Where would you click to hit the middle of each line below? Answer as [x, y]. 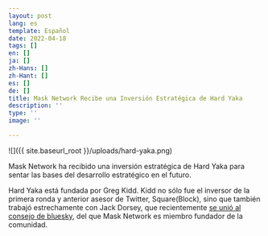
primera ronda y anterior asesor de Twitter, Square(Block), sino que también [134, 199]
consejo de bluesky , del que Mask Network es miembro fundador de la [126, 216]
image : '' [25, 121]
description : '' [35, 106]
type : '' [23, 114]
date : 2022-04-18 [37, 38]
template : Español [39, 31]
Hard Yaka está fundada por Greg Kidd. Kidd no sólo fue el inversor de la [129, 190]
